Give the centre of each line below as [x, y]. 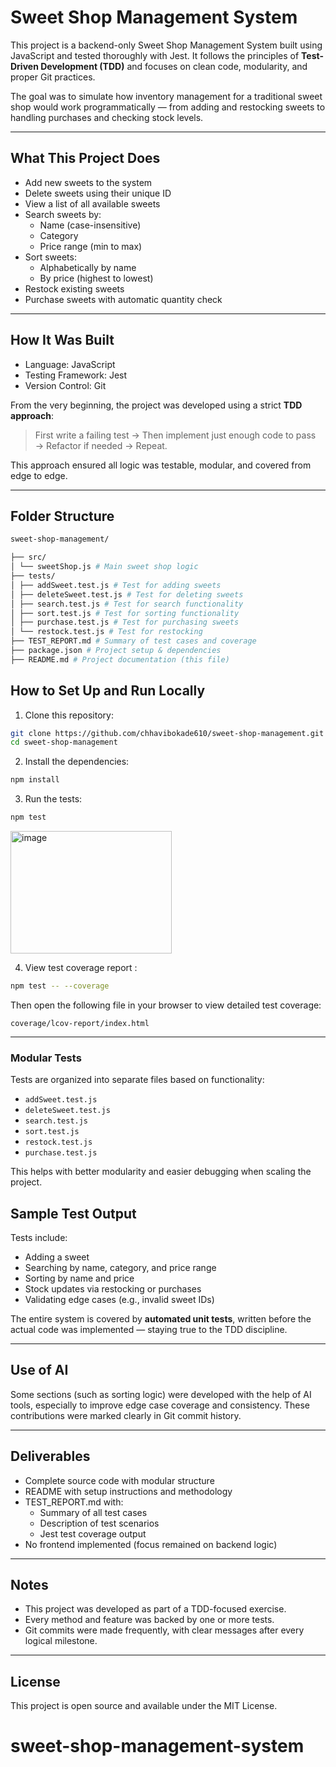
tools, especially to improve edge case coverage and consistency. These [160, 1405]
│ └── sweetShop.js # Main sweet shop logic [104, 567]
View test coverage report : [81, 968]
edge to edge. [39, 475]
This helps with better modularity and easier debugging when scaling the [161, 1172]
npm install [35, 780]
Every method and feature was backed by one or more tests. [149, 1620]
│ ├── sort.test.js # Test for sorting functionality [125, 613]
